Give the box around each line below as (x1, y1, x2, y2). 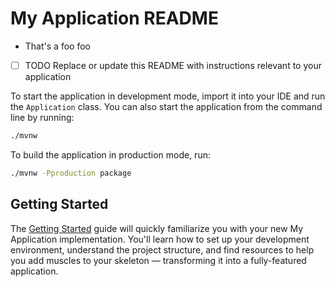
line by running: (10, 112, 75, 123)
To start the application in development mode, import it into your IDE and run (10, 90, 326, 102)
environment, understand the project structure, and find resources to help (10, 243, 315, 256)
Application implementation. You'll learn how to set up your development (10, 233, 310, 245)
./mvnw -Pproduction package (10, 168, 132, 178)
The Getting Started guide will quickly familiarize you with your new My (10, 222, 304, 234)
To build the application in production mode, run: (10, 148, 211, 161)
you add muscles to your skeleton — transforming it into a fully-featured (10, 254, 307, 266)
